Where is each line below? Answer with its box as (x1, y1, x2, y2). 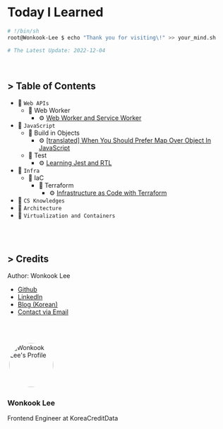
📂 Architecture (17, 204, 62, 212)
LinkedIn (17, 293, 43, 301)
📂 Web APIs (17, 99, 49, 107)
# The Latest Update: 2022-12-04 (7, 47, 106, 54)
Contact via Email (17, 308, 69, 316)
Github (17, 285, 37, 294)
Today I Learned (7, 4, 104, 20)
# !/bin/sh (7, 28, 40, 35)
